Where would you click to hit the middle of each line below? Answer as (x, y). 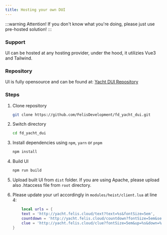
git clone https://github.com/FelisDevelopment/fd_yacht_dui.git (81, 115)
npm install (25, 152)
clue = (28, 223)
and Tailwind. (19, 58)
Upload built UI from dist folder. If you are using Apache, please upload (86, 180)
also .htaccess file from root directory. (52, 185)
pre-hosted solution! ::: (29, 29)
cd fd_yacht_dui (29, 133)
